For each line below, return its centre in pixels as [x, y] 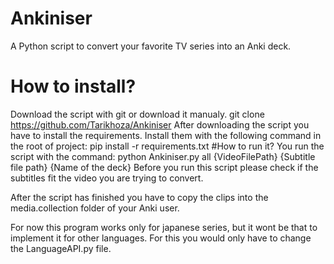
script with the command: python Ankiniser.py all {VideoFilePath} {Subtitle [163, 156]
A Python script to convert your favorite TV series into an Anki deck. [151, 46]
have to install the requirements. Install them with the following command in [166, 135]
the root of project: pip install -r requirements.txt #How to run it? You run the [167, 146]
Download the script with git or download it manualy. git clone [137, 114]
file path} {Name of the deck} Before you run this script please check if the [164, 167]
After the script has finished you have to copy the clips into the [139, 197]
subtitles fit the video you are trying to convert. [107, 178]
